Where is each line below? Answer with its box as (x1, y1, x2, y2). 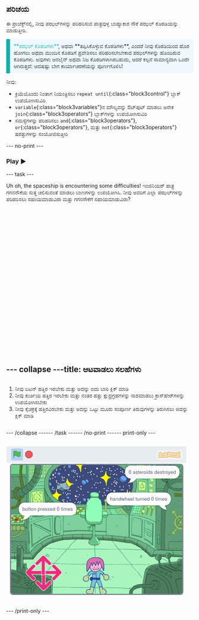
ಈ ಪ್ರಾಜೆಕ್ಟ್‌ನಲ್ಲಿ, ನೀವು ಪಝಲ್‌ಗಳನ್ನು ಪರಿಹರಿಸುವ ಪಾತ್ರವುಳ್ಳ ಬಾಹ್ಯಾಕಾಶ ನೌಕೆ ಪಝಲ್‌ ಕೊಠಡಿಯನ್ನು (6, 20, 179, 27)
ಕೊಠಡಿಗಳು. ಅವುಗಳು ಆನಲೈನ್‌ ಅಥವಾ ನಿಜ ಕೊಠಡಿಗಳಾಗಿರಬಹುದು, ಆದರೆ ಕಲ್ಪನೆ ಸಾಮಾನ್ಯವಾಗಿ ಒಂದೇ (14, 55, 189, 63)
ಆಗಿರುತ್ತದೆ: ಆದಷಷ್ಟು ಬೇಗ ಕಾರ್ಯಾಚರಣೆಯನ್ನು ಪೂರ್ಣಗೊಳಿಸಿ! (14, 62, 123, 70)
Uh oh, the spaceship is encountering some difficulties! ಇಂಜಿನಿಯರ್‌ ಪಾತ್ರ (6, 182, 175, 190)
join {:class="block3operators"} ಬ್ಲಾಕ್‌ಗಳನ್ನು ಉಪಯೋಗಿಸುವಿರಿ (14, 110, 147, 117)
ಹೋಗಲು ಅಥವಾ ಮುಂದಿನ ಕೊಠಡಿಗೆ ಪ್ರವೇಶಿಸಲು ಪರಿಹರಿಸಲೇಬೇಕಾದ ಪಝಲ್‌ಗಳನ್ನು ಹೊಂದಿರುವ (14, 49, 181, 56)
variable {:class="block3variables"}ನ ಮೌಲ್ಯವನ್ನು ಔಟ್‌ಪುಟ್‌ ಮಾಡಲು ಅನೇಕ (14, 103, 174, 110)
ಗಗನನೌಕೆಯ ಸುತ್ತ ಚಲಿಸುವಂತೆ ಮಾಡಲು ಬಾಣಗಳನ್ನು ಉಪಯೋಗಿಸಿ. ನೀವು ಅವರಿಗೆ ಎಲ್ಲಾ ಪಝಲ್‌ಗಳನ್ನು (6, 189, 184, 196)
